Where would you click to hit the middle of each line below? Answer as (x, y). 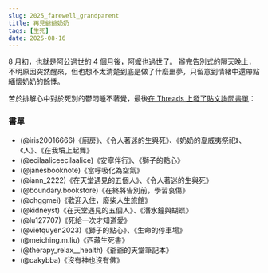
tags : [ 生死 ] (29, 30)
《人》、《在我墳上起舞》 (57, 150)
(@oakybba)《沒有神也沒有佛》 (71, 259)
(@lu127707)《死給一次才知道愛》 (75, 220)
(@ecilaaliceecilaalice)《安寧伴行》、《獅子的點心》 (102, 160)
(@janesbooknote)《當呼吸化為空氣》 (81, 170)
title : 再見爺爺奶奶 (39, 23)
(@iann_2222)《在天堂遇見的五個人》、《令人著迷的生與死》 (116, 180)
